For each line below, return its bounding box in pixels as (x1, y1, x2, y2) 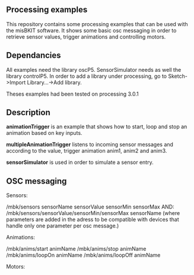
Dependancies (6, 50, 61, 61)
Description (6, 108, 50, 118)
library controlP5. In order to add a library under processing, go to (6, 72, 167, 80)
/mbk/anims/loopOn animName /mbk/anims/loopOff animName (6, 252, 161, 259)
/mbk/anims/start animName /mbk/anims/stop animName (6, 245, 147, 252)
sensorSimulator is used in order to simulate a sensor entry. (6, 159, 154, 166)
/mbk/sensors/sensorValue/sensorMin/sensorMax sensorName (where (6, 210, 180, 217)
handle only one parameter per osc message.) (6, 222, 119, 229)
